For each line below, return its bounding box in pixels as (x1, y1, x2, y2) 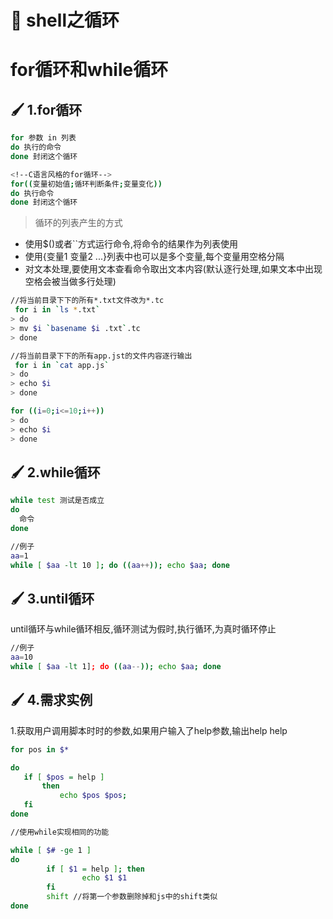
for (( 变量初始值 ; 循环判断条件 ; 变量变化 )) (10, 179, 163, 189)
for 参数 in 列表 (10, 133, 77, 143)
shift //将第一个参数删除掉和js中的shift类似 (46, 892, 218, 902)
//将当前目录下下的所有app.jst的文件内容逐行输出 (10, 351, 193, 361)
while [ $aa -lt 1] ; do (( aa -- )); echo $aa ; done (10, 662, 222, 672)
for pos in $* (10, 744, 70, 755)
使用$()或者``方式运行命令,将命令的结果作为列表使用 (24, 238, 239, 250)
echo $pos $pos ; (59, 791, 128, 801)
